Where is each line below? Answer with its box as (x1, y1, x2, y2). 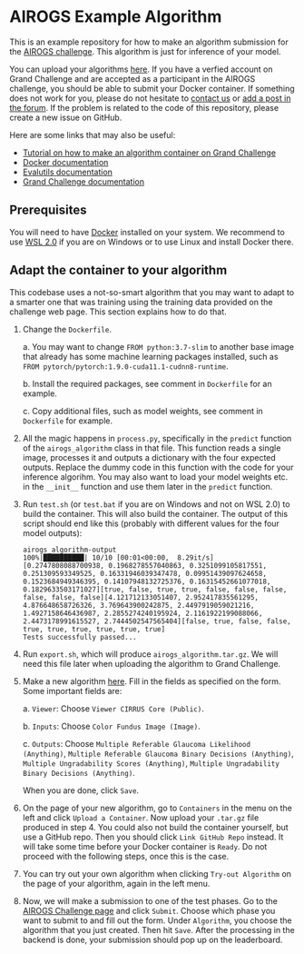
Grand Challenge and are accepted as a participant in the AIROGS (9, 73, 256, 84)
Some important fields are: (22, 685, 123, 696)
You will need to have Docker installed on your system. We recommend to (9, 226, 286, 237)
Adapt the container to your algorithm (9, 263, 228, 278)
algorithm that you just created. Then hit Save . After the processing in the (22, 924, 295, 935)
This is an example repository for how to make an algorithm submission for (9, 36, 289, 47)
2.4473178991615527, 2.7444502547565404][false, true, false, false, (22, 616, 292, 626)
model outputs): (22, 527, 83, 538)
